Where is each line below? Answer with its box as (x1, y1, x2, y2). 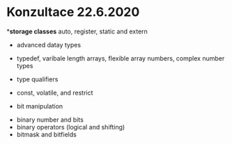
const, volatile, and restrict (16, 88, 93, 97)
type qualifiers (16, 74, 59, 83)
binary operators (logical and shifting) (16, 122, 125, 131)
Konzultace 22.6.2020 (6, 4, 140, 20)
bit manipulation (16, 102, 63, 110)
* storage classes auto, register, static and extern (6, 27, 148, 35)
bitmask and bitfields (16, 130, 77, 138)
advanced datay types (16, 40, 82, 49)
